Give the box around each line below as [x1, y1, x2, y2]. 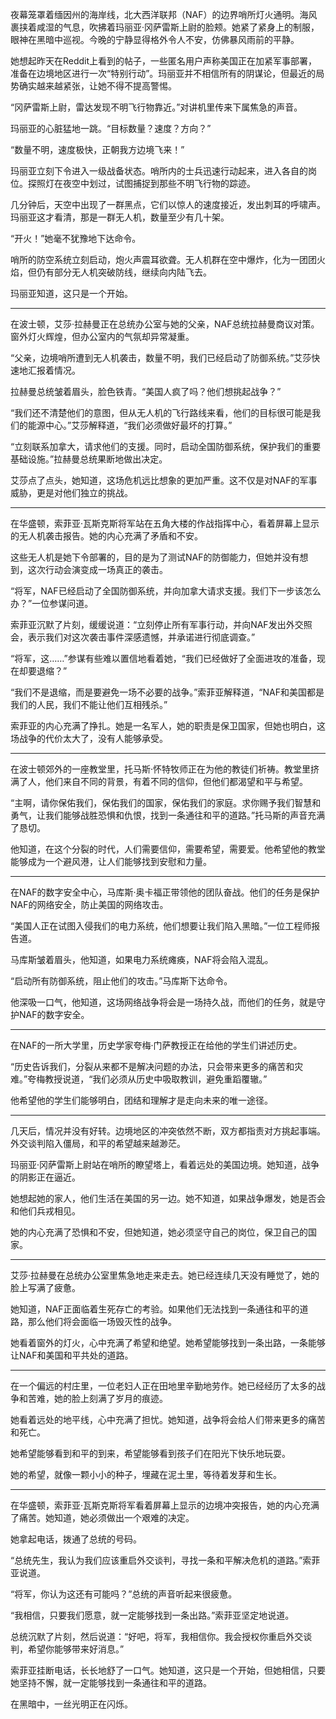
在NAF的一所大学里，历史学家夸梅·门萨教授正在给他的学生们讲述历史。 [10, 1039, 303, 1051]
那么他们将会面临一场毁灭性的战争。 [27, 1316, 177, 1327]
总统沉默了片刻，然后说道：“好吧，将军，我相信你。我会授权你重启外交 [10, 1631, 304, 1642]
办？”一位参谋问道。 [10, 598, 94, 609]
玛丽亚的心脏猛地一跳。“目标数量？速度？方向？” [10, 123, 212, 134]
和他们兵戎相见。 [10, 1205, 81, 1217]
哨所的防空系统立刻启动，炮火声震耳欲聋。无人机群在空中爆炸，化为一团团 [10, 254, 317, 265]
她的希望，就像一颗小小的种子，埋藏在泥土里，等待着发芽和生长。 [10, 1469, 282, 1480]
